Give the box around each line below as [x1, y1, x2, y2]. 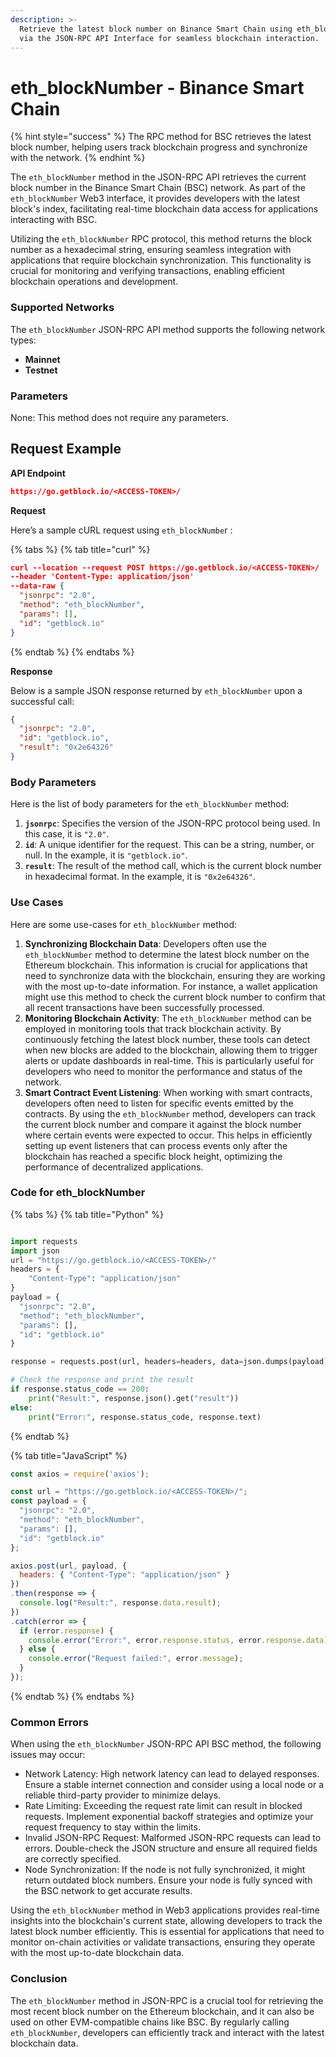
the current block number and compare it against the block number [24, 1118, 302, 1130]
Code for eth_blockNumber [10, 1186, 146, 1200]
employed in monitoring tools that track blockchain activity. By [24, 1022, 282, 1035]
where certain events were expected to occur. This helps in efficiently [24, 1129, 313, 1141]
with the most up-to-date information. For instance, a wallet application [24, 980, 318, 992]
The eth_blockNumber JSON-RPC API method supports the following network [10, 323, 326, 335]
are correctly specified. [24, 1853, 122, 1865]
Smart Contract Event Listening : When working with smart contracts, [24, 1086, 313, 1098]
